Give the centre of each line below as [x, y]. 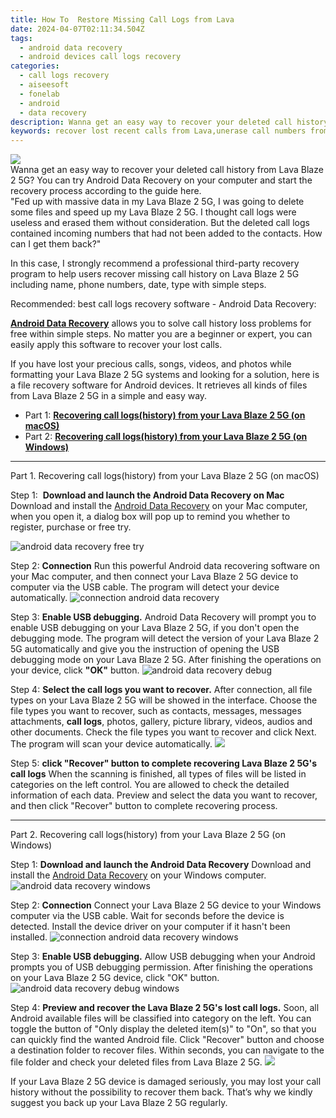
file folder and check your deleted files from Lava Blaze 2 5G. [136, 1062]
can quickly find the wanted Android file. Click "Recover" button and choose [167, 1040]
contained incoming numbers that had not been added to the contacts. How [166, 233]
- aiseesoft [44, 85]
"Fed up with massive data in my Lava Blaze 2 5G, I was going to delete [157, 202]
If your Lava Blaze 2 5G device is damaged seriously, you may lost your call [166, 1082]
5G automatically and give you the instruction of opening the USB [145, 649]
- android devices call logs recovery [100, 57]
